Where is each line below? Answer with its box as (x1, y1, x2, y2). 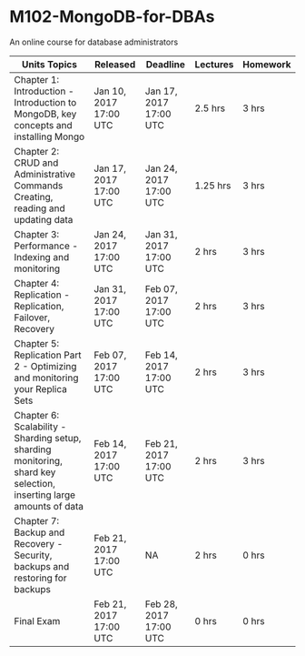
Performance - (14, 239, 79, 252)
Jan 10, (93, 85, 127, 97)
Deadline (145, 57, 186, 70)
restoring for (14, 571, 67, 584)
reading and (14, 202, 65, 215)
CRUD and (14, 156, 59, 169)
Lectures (194, 57, 234, 70)
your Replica (14, 382, 68, 395)
